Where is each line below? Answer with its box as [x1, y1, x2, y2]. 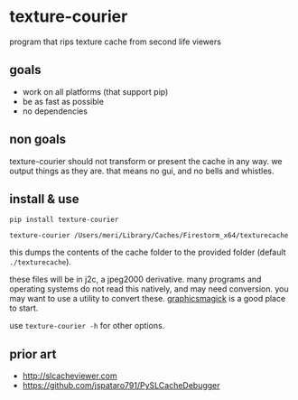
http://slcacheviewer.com [22, 370, 117, 381]
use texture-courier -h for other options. [9, 321, 165, 331]
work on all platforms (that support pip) [22, 86, 169, 97]
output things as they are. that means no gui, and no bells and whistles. [9, 165, 275, 176]
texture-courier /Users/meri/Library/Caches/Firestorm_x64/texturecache [9, 231, 289, 240]
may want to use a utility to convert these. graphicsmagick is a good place [9, 293, 286, 304]
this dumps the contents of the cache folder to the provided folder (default [9, 247, 286, 258]
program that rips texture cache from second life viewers [9, 36, 221, 47]
